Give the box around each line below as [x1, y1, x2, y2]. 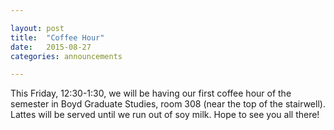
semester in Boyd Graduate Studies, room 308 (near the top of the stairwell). [10, 98, 326, 110]
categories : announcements [10, 51, 123, 61]
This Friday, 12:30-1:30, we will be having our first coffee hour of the [10, 87, 292, 100]
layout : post [10, 23, 65, 33]
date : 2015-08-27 [10, 42, 92, 52]
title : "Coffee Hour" [10, 32, 105, 43]
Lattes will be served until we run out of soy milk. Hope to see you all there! [10, 109, 320, 121]
